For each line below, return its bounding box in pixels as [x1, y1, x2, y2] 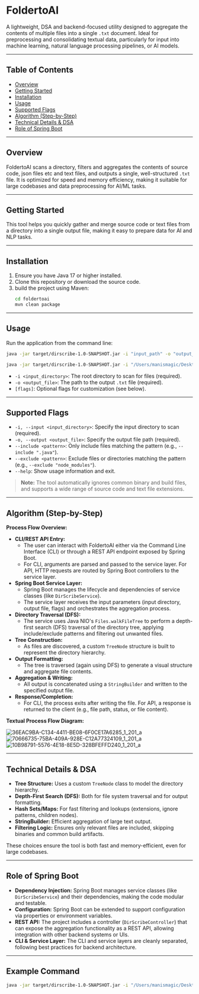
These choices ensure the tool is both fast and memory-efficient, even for [6, 841, 187, 849]
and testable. [14, 899, 47, 906]
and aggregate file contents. [23, 668, 93, 675]
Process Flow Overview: [6, 524, 68, 531]
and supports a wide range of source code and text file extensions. [20, 485, 185, 493]
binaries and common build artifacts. [14, 830, 105, 837]
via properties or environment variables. [14, 912, 113, 919]
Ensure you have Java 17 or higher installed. [14, 272, 123, 279]
